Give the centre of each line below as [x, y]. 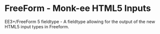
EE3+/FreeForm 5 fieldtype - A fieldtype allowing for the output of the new [80, 22]
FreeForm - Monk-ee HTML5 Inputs [78, 8]
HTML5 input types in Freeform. [37, 26]
